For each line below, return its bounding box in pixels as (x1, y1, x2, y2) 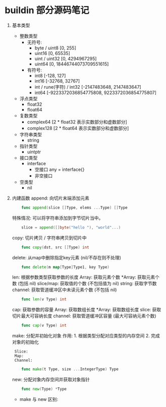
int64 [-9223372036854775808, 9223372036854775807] (34, 89, 157, 96)
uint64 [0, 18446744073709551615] (34, 61, 109, 67)
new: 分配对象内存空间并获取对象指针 (12, 376, 90, 383)
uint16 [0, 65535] (34, 50, 70, 56)
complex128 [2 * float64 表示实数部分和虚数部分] (27, 125, 129, 131)
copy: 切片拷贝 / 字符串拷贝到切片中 (12, 235, 87, 241)
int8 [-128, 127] (34, 73, 66, 79)
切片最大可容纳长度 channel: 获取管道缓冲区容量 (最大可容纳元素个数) (12, 313, 157, 319)
